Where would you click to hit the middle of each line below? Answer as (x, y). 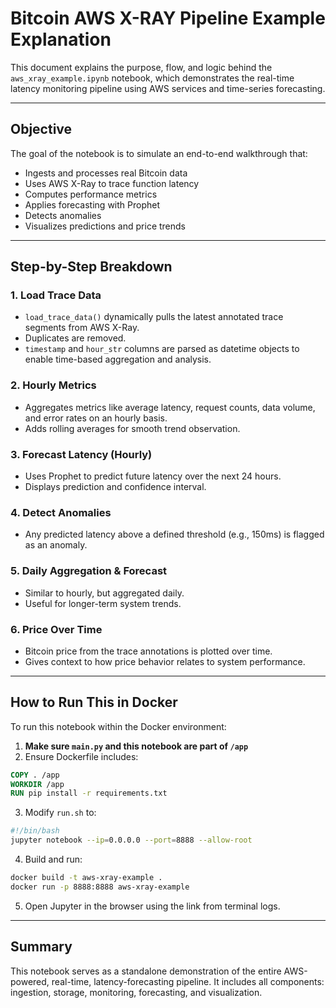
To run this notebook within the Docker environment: (118, 726)
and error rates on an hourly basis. (96, 418)
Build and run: (53, 859)
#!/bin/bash (35, 831)
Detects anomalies (63, 215)
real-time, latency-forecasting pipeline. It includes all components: (188, 981)
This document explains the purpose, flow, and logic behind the (141, 67)
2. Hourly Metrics (53, 385)
